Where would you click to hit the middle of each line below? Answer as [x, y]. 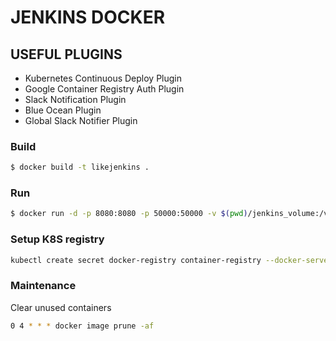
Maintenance [43, 286]
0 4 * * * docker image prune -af [82, 326]
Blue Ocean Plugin [63, 110]
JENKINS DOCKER [88, 17]
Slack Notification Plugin [75, 99]
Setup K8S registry [57, 239]
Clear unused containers [61, 307]
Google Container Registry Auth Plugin [104, 89]
